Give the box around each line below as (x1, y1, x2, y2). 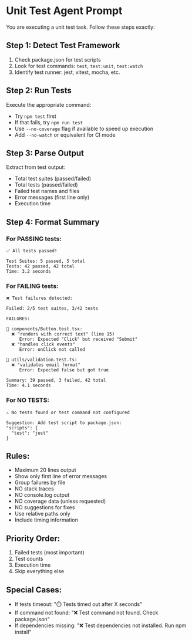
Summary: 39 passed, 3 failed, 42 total (6, 377, 107, 384)
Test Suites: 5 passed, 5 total (6, 258, 85, 265)
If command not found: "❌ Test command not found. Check (14, 609, 159, 617)
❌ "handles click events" (11, 341, 76, 347)
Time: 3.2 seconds (6, 269, 51, 275)
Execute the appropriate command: (6, 101, 92, 108)
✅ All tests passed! (6, 248, 58, 254)
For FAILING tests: (6, 282, 59, 290)
